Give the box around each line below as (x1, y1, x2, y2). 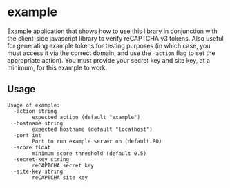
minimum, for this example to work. (7, 63, 108, 72)
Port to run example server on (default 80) (32, 138, 162, 145)
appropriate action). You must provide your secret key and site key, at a (7, 56, 211, 64)
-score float (13, 144, 51, 151)
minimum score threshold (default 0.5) (32, 149, 147, 157)
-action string (13, 107, 57, 114)
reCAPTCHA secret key (32, 162, 95, 169)
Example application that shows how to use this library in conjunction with (7, 27, 218, 35)
